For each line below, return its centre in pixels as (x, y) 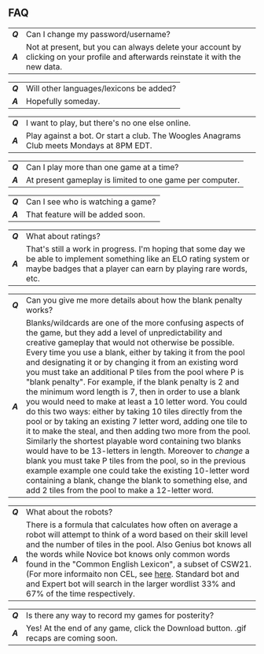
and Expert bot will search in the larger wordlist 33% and (131, 584)
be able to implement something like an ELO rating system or (138, 258)
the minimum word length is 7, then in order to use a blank (133, 392)
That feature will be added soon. (86, 214)
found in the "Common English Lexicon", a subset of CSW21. (139, 564)
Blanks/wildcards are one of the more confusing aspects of (135, 322)
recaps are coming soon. (72, 637)
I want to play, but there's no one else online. (108, 123)
